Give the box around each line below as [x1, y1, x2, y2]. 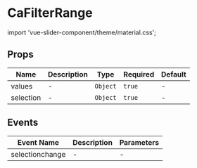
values [11, 81, 33, 91]
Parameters [119, 137, 160, 147]
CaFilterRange [7, 5, 93, 21]
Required [122, 69, 155, 79]
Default [160, 69, 186, 79]
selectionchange [11, 149, 66, 159]
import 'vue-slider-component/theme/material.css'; [7, 28, 157, 37]
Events [7, 117, 39, 129]
